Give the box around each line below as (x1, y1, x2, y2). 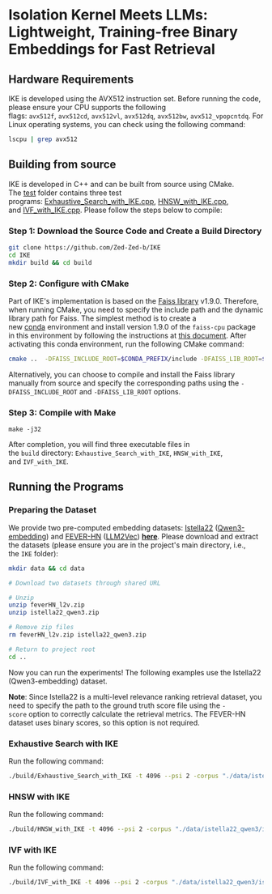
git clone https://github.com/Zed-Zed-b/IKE (8, 243, 161, 252)
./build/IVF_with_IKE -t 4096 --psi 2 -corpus (8, 879, 168, 887)
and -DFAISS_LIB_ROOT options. (79, 386, 181, 396)
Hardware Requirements (8, 72, 134, 86)
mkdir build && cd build (8, 258, 92, 266)
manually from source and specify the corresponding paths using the (8, 378, 240, 388)
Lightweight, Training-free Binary (8, 23, 239, 41)
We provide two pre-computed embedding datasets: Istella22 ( (8, 522, 219, 532)
